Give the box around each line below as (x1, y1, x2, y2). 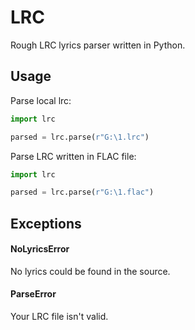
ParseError (10, 288, 57, 300)
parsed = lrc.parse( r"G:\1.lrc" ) (10, 132, 150, 142)
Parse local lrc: (10, 94, 72, 106)
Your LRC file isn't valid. (10, 311, 109, 323)
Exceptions (10, 215, 82, 232)
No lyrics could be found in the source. (10, 265, 171, 277)
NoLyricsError (10, 243, 70, 255)
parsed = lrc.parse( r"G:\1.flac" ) (10, 187, 155, 198)
